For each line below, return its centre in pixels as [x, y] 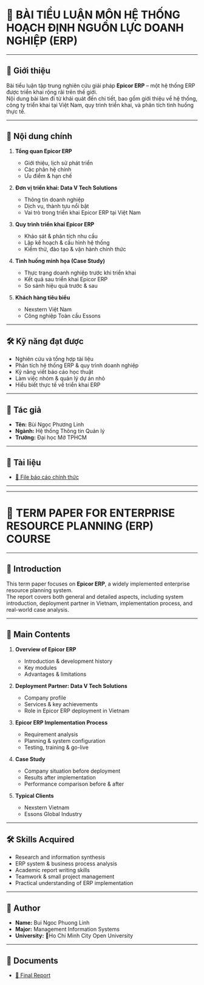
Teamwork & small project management [65, 876]
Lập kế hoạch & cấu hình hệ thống [67, 242]
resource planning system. [39, 590]
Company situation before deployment [72, 771]
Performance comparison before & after [74, 784]
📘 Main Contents [39, 635]
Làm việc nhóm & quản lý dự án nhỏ [60, 378]
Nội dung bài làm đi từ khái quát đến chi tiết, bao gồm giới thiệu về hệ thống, [102, 98]
